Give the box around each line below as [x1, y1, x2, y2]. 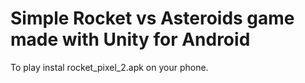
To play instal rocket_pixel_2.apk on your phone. [10, 61, 209, 73]
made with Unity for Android [10, 28, 251, 51]
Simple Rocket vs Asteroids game [10, 7, 295, 30]
